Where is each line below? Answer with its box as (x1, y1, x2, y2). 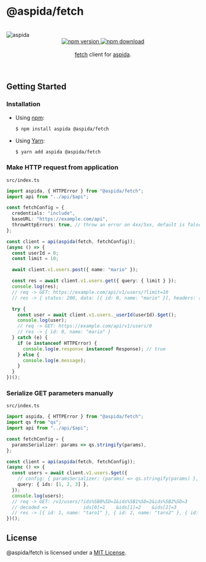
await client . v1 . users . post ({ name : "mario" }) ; (12, 267, 139, 273)
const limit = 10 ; (12, 256, 59, 262)
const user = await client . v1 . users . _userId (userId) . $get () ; (17, 312, 177, 318)
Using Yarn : (15, 137, 45, 144)
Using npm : (15, 114, 45, 121)
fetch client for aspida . (74, 50, 132, 58)
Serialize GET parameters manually (6, 388, 113, 397)
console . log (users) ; (12, 493, 64, 499)
